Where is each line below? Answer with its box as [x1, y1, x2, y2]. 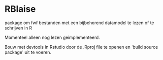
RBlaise [4, 3, 36, 15]
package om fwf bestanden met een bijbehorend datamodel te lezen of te [4, 20, 154, 26]
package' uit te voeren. [4, 49, 52, 55]
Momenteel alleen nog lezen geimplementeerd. [4, 34, 100, 40]
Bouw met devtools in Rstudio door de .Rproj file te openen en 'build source [4, 44, 158, 50]
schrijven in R [4, 25, 33, 30]
